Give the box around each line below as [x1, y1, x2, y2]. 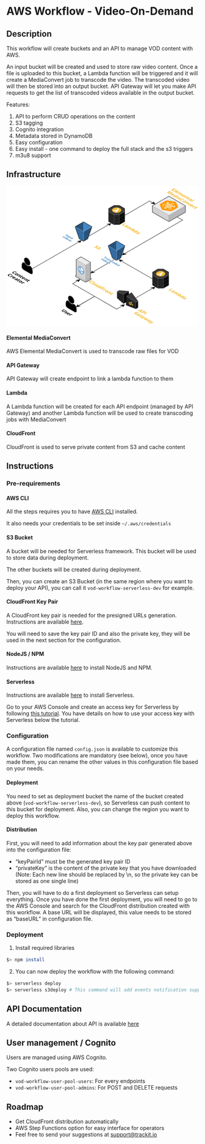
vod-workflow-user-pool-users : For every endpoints [15, 1077, 145, 1085]
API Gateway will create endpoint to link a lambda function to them [6, 375, 174, 382]
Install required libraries [15, 944, 75, 952]
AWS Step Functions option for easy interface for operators [15, 1124, 165, 1132]
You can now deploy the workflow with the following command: [15, 968, 175, 975]
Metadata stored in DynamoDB [15, 133, 93, 139]
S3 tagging [15, 119, 43, 126]
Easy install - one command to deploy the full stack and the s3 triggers [15, 145, 193, 152]
